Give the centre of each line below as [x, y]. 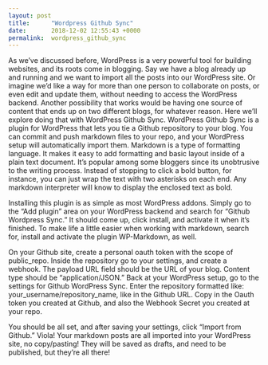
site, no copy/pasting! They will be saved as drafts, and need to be [117, 344]
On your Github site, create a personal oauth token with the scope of [121, 253]
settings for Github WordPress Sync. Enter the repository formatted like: [126, 286]
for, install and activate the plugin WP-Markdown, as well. [102, 237]
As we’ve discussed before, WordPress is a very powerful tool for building [130, 61]
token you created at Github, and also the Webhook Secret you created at [129, 303]
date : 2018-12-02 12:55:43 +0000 [75, 30]
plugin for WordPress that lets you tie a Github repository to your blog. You [131, 128]
